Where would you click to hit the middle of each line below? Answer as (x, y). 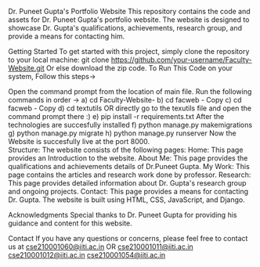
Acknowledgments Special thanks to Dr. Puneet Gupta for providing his (123, 215)
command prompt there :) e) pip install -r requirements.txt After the (116, 116)
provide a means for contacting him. (67, 36)
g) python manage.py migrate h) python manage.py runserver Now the (122, 133)
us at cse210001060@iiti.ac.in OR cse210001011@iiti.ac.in (101, 247)
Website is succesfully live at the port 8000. (79, 141)
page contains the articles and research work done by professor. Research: (130, 175)
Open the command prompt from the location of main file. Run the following (130, 92)
